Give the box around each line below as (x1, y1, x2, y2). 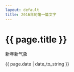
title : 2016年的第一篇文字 (5, 12, 56, 17)
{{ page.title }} (5, 34, 67, 45)
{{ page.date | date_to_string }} (5, 61, 69, 67)
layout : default (5, 7, 39, 13)
